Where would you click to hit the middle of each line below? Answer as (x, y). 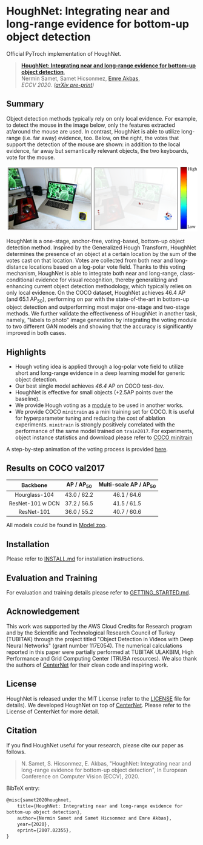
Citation (22, 731)
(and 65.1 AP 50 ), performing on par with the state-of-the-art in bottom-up (98, 300)
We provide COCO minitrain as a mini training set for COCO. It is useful (105, 412)
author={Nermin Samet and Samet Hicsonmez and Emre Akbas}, (95, 818)
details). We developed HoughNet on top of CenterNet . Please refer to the (98, 705)
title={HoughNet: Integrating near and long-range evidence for (100, 806)
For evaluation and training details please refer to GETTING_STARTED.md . (98, 593)
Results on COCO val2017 (55, 468)
